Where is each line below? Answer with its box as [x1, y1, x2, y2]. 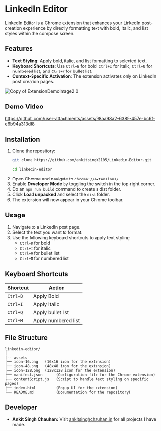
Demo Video [5, 103, 44, 111]
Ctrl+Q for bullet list [19, 250, 60, 256]
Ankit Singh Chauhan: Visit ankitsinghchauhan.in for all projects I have [12, 416, 157, 422]
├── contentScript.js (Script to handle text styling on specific [5, 377, 149, 382]
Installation [5, 135, 40, 144]
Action [48, 285, 65, 291]
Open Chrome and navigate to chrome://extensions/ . [12, 176, 120, 181]
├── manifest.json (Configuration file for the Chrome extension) [5, 372, 155, 378]
